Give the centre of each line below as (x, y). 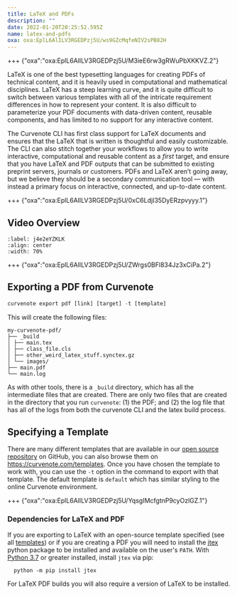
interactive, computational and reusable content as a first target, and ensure (118, 157)
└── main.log (27, 374)
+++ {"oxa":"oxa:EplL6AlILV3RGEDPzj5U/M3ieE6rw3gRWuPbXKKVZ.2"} (113, 60)
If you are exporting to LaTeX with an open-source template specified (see (116, 535)
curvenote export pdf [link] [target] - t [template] (87, 303)
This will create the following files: (57, 317)
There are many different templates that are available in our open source (113, 449)
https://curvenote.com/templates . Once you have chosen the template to (114, 464)
